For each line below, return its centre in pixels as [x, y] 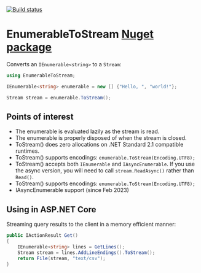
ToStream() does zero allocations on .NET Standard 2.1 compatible [99, 145]
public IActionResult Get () [42, 236]
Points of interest [40, 117]
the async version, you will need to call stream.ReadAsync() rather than [105, 171]
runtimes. [27, 151]
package [29, 48]
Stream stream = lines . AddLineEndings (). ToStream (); [86, 252]
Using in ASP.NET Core [51, 210]
